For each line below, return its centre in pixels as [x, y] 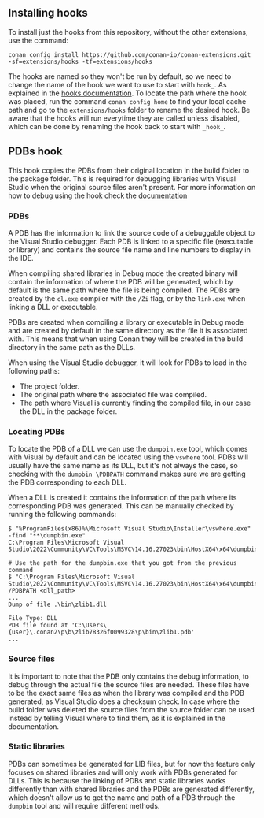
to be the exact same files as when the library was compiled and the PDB [126, 693]
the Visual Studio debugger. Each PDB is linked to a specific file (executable [131, 241]
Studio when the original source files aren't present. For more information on [132, 187]
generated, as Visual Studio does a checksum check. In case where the [124, 701]
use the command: [38, 40]
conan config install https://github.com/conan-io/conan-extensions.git [130, 54]
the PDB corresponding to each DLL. [68, 482]
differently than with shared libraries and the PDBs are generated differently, [132, 789]
